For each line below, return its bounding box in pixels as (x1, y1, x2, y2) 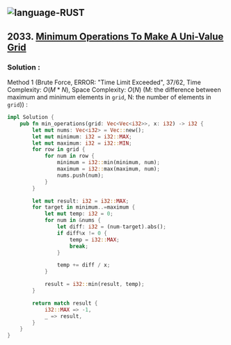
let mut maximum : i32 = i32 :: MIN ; (32, 140, 132, 147)
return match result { (32, 300, 98, 307)
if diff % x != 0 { (56, 230, 108, 236)
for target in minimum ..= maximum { (32, 204, 136, 211)
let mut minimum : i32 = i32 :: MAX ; (32, 133, 132, 140)
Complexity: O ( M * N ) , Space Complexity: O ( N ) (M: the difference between (7, 86, 221, 94)
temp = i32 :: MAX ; (69, 236, 120, 243)
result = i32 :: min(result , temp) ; (44, 281, 145, 288)
